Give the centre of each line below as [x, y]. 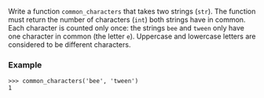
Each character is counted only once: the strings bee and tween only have [126, 28]
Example [25, 64]
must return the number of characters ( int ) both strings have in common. [127, 20]
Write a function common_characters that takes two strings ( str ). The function [132, 11]
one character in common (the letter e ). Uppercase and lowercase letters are [132, 36]
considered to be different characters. [70, 45]
